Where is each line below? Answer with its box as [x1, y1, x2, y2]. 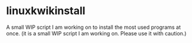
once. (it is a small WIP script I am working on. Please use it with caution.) [6, 29, 187, 37]
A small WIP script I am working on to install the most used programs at [6, 24, 181, 31]
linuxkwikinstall [6, 4, 86, 18]
